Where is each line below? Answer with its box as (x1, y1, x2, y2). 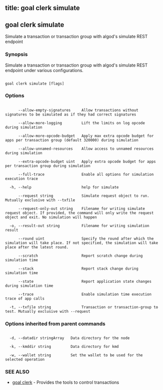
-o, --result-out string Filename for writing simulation (9, 223, 150, 228)
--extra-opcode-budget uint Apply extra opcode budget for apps (18, 159, 156, 164)
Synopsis (5, 51, 28, 58)
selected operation (5, 357, 45, 362)
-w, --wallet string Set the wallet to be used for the (9, 353, 143, 358)
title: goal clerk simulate (5, 4, 80, 12)
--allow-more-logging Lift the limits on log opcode (18, 120, 145, 125)
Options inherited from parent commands (5, 320, 106, 327)
